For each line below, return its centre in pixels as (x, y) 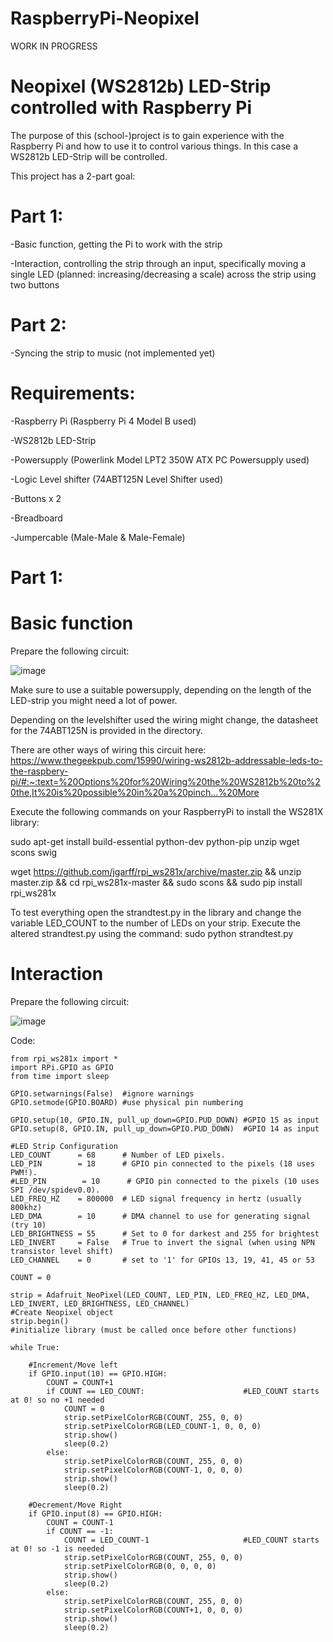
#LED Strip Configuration (64, 1146)
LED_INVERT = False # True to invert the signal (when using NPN (162, 1242)
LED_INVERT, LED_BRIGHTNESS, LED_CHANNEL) (100, 1303)
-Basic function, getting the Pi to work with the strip (116, 244)
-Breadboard (36, 518)
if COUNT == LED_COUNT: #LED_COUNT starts (183, 1391)
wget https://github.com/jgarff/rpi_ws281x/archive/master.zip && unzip (156, 871)
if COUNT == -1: (80, 1531)
